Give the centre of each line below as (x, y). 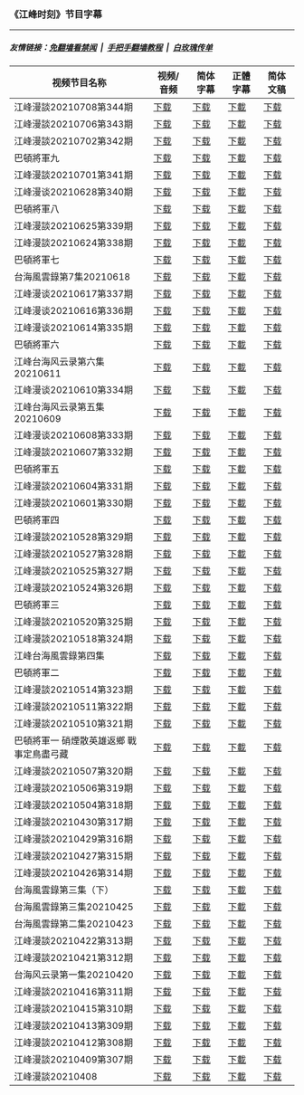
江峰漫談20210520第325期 (74, 622)
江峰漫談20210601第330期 (74, 503)
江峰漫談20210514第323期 (74, 690)
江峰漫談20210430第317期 (74, 823)
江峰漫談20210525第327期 (74, 571)
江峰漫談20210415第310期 (74, 1009)
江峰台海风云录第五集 (60, 407)
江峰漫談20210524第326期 (74, 588)
